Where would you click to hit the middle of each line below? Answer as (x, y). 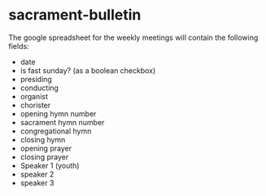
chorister (35, 105)
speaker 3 (37, 183)
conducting (39, 88)
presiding (36, 79)
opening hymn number (58, 113)
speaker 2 (37, 174)
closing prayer (44, 157)
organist (34, 96)
